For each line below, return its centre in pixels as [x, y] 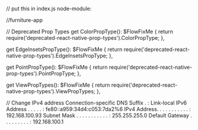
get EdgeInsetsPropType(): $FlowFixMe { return [64, 49]
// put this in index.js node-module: [49, 9]
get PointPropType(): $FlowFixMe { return [57, 67]
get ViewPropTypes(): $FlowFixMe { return [58, 85]
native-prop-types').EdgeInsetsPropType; [57, 56]
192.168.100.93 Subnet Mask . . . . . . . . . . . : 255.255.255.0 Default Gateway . [99, 115]
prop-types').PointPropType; [41, 73]
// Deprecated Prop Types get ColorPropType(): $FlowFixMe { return [90, 31]
